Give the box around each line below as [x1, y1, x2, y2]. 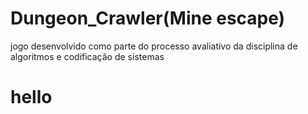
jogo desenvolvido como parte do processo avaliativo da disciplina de [10, 40, 298, 52]
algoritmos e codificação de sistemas [10, 50, 165, 62]
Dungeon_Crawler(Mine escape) [10, 7, 286, 30]
